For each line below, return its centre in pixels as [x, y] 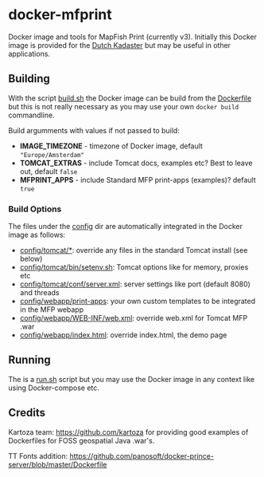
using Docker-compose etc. [54, 388]
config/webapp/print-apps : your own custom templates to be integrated [138, 302]
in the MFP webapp [52, 309]
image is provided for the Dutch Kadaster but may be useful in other [120, 45]
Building [29, 79]
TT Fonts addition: [38, 455]
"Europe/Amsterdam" [52, 155]
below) [31, 259]
